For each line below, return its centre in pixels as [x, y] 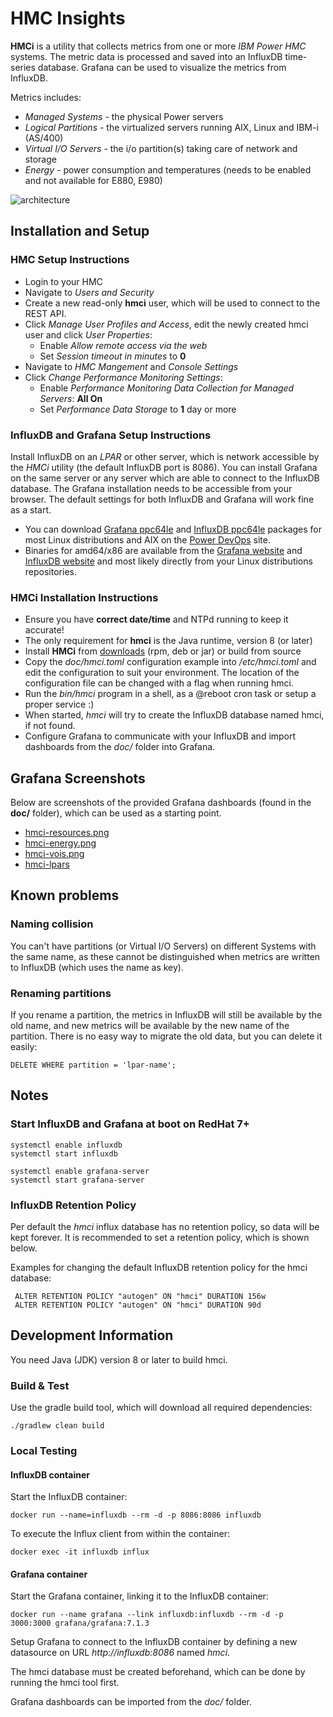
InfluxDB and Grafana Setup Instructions [111, 435]
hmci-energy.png [60, 843]
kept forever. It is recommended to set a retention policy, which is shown [160, 1237]
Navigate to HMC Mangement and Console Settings [131, 366]
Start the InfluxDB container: [69, 1497]
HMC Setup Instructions [70, 260]
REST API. [45, 313]
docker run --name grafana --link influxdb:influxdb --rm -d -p [147, 1615]
